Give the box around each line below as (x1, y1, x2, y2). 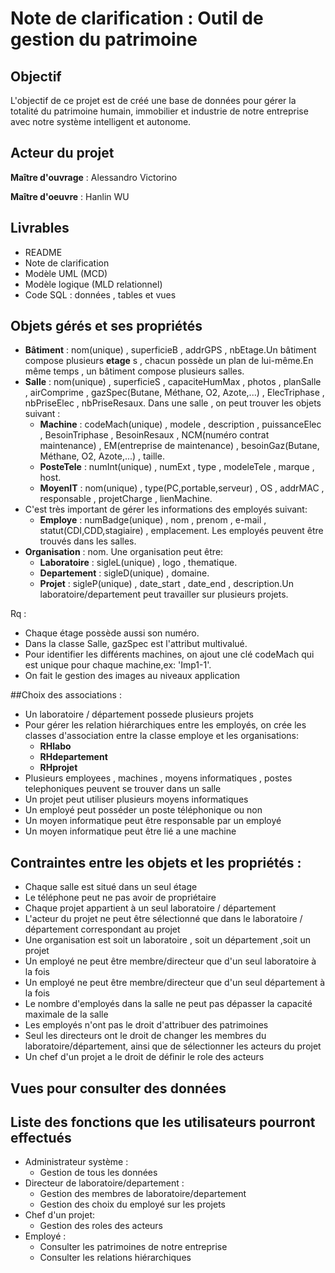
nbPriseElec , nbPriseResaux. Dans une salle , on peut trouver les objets (24, 397, 322, 409)
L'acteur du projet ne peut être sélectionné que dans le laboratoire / (24, 913, 303, 925)
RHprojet (39, 762, 78, 774)
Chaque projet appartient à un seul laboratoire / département (24, 902, 277, 914)
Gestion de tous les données (39, 1167, 158, 1179)
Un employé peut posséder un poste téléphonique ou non (24, 804, 263, 816)
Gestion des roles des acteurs (39, 1220, 164, 1232)
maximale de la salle (24, 1008, 109, 1021)
